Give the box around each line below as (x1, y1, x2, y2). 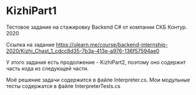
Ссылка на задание (6, 41, 55, 48)
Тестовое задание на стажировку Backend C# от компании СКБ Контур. (6, 23, 188, 30)
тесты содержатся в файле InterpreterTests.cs (6, 82, 121, 89)
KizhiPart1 (6, 4, 57, 18)
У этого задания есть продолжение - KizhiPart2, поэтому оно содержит (6, 59, 186, 66)
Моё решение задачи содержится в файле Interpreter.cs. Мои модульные (6, 76, 191, 83)
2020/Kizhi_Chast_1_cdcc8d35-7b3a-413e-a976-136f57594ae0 (6, 47, 160, 54)
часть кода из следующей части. (6, 65, 89, 72)
